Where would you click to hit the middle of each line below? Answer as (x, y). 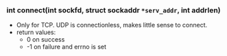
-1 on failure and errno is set (67, 47)
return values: (36, 32)
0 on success (46, 40)
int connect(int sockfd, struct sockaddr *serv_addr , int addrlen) (113, 10)
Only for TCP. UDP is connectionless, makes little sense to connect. (112, 25)
